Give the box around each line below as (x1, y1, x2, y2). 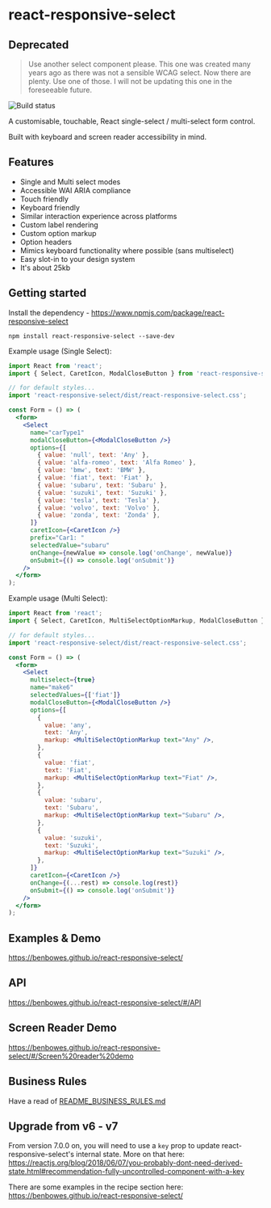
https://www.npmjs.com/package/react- (91, 307, 225, 317)
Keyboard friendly (19, 202, 81, 212)
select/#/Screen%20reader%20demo (8, 1051, 135, 1061)
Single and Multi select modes (19, 176, 121, 187)
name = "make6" (29, 683, 74, 692)
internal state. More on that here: (76, 1150, 186, 1159)
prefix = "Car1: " (29, 534, 85, 542)
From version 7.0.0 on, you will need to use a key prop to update (8, 1141, 220, 1151)
